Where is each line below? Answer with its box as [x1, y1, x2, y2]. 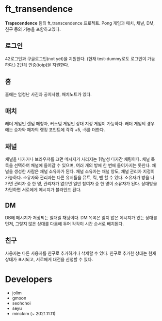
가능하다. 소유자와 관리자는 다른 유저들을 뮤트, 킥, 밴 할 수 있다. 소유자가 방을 [5, 174, 149, 181]
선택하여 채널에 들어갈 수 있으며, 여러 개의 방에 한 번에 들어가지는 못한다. [14, 162, 151, 169]
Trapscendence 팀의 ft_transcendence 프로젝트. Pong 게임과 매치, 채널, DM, [5, 20, 155, 26]
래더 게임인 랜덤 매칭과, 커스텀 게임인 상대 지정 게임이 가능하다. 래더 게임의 [5, 121, 146, 127]
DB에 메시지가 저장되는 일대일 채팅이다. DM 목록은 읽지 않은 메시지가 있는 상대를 [5, 215, 158, 220]
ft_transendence [5, 3, 73, 15]
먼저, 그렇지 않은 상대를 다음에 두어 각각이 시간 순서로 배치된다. [5, 221, 124, 227]
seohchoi [12, 300, 31, 306]
